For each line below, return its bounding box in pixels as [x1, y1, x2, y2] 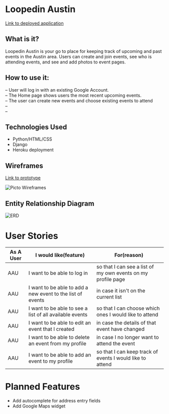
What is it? [5, 35, 39, 43]
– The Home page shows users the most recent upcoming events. [5, 92, 142, 98]
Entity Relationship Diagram [5, 199, 95, 208]
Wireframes [5, 161, 44, 170]
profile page [96, 275, 125, 283]
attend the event [96, 340, 135, 347]
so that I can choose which [96, 305, 160, 312]
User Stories [5, 230, 58, 242]
